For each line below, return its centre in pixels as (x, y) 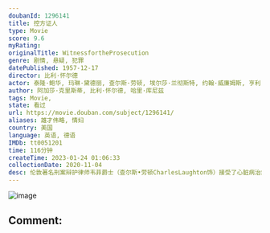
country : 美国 (31, 128)
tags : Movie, (30, 98)
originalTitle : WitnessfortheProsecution (79, 53)
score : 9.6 (27, 38)
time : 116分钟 (31, 150)
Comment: (35, 221)
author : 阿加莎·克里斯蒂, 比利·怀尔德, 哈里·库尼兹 (86, 90)
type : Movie (28, 31)
